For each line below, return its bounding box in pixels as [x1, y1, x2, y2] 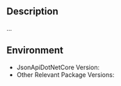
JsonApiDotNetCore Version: [16, 63, 100, 71]
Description [6, 6, 58, 17]
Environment [6, 45, 64, 57]
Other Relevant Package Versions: [16, 70, 115, 79]
